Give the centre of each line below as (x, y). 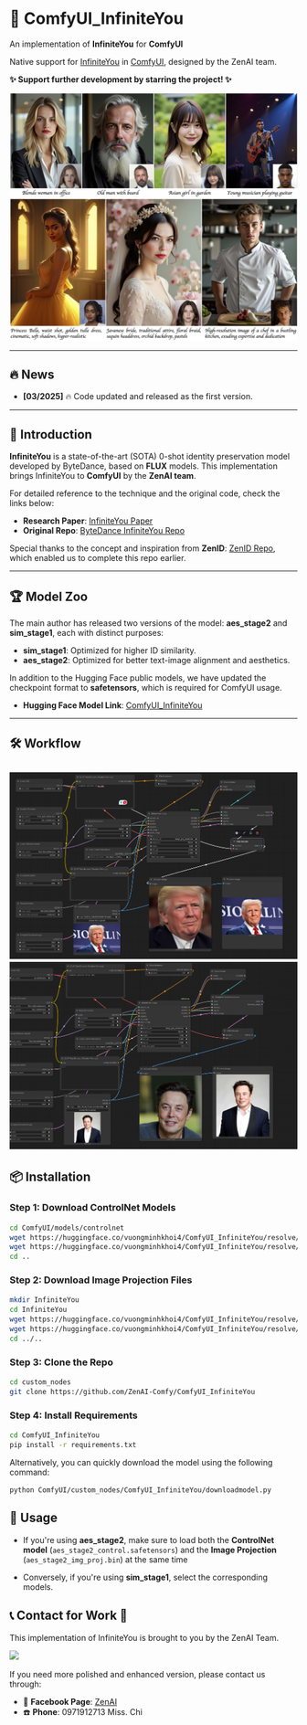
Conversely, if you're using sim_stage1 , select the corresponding (145, 1577)
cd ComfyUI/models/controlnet (67, 1228)
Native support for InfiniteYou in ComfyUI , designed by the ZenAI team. (143, 61)
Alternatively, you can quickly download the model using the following (141, 1462)
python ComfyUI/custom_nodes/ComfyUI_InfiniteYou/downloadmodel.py (141, 1490)
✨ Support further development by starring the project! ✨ (121, 79)
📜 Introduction (51, 434)
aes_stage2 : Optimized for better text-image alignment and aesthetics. (156, 660)
